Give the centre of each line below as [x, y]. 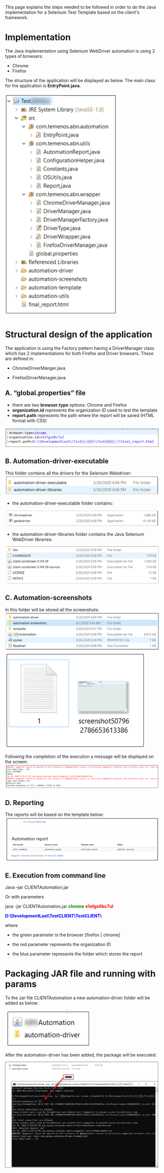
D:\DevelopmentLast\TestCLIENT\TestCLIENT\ [53, 916]
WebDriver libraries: [32, 539]
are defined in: [20, 359]
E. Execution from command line [56, 876]
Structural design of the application [79, 335]
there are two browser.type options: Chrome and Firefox [70, 405]
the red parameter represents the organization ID [61, 945]
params [21, 984]
